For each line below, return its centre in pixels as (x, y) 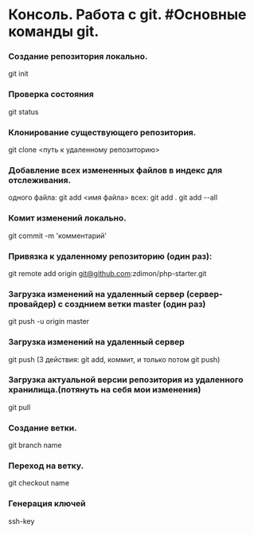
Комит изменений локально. (67, 218)
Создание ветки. (43, 427)
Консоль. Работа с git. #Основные (127, 15)
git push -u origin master (49, 322)
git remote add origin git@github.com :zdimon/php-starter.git (107, 273)
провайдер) (32, 304)
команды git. (54, 31)
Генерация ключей (47, 504)
